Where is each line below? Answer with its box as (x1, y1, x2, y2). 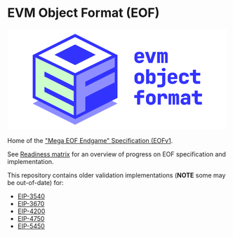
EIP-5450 (17, 222, 46, 230)
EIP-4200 (17, 207, 46, 215)
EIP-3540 (17, 191, 46, 201)
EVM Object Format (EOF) (7, 5, 160, 21)
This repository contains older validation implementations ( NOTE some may (7, 170, 226, 180)
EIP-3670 (17, 199, 45, 208)
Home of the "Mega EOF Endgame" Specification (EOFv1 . (7, 136, 173, 144)
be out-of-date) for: (7, 178, 65, 187)
